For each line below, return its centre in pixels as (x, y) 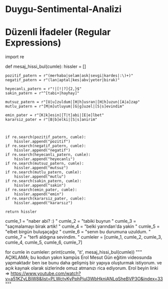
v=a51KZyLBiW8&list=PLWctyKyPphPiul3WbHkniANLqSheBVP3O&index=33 (84, 279)
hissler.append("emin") (39, 194)
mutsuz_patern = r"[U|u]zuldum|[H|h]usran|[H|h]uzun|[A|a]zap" (73, 102)
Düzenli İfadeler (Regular (58, 32)
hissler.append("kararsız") (43, 203)
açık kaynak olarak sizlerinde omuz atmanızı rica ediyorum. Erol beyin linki (82, 268)
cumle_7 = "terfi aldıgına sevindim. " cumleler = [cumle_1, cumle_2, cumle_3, (84, 237)
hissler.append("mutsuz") (41, 168)
